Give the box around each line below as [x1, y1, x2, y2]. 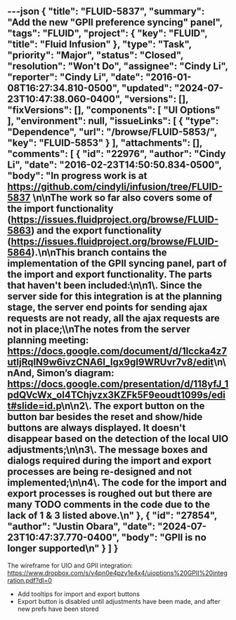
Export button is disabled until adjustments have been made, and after [17, 597, 221, 605]
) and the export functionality [30, 224, 162, 237]
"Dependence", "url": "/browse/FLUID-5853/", [7, 126, 218, 138]
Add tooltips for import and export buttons [17, 589, 140, 598]
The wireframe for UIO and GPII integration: [7, 561, 133, 570]
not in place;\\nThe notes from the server [7, 323, 191, 335]
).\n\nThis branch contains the [31, 247, 167, 259]
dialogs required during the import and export [7, 455, 212, 467]
